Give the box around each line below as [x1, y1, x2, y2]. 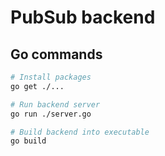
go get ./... [10, 81, 65, 91]
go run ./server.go [10, 109, 92, 119]
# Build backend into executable [10, 127, 150, 137]
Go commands [10, 46, 103, 63]
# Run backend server [10, 99, 101, 110]
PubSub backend [10, 6, 156, 29]
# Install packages [10, 72, 92, 82]
